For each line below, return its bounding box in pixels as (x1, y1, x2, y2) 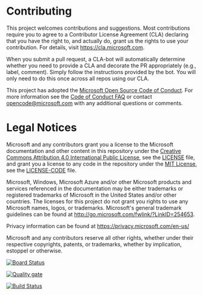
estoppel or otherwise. (6, 247, 62, 254)
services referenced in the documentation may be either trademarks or (6, 185, 184, 192)
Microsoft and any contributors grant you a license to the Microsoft (6, 141, 174, 148)
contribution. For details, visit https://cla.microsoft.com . (6, 44, 145, 51)
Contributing (6, 4, 72, 18)
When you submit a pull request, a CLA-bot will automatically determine (6, 55, 185, 63)
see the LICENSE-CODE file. (6, 166, 77, 174)
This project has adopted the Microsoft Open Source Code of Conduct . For (6, 86, 193, 93)
